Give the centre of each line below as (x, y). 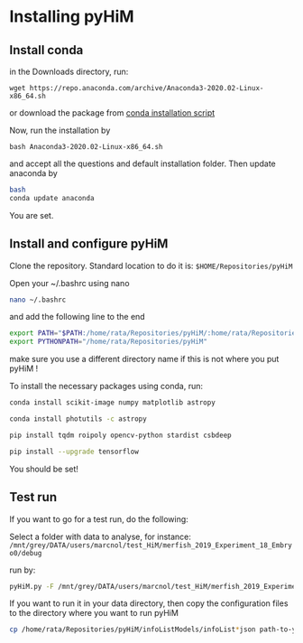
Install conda (46, 50)
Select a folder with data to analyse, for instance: (101, 536)
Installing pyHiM (72, 17)
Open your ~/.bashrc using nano (69, 283)
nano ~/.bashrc (38, 300)
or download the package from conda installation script (112, 113)
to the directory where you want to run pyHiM (94, 613)
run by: (23, 570)
